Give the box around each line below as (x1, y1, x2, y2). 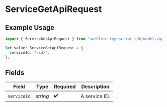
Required (54, 83, 76, 90)
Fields (5, 68, 25, 77)
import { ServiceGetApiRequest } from (5, 36, 85, 41)
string (35, 93, 49, 100)
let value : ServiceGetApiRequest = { (5, 45, 83, 50)
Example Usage (5, 23, 55, 32)
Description (81, 83, 110, 90)
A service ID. (80, 93, 110, 100)
